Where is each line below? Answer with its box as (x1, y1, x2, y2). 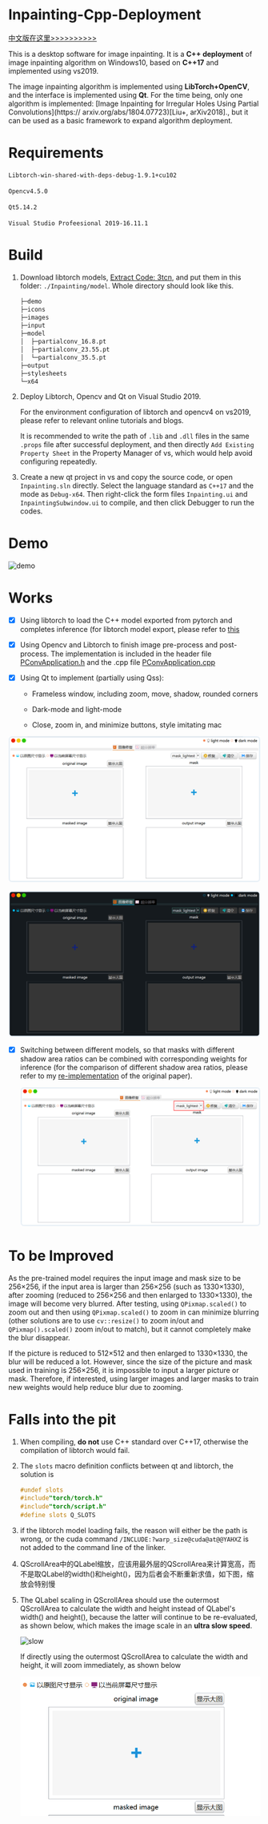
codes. (19, 506, 43, 516)
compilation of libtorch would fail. (19, 1445, 130, 1455)
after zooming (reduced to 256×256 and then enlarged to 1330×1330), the (8, 1290, 253, 1299)
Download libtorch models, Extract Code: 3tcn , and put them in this (19, 272, 242, 282)
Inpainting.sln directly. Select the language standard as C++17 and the (19, 481, 254, 490)
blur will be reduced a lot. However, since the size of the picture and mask (8, 1356, 253, 1367)
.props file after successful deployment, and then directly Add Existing (19, 439, 254, 449)
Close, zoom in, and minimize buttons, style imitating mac (31, 719, 222, 730)
